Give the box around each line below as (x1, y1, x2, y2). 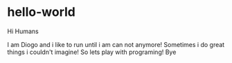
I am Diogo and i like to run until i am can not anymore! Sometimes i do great (7, 40, 225, 48)
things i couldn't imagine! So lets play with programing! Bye (7, 48, 177, 56)
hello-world (7, 4, 76, 20)
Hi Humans (7, 27, 39, 35)
